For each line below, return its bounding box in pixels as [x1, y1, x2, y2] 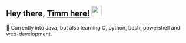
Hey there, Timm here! [6, 9, 90, 19]
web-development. [6, 30, 52, 37]
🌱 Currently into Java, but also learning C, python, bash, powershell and [6, 24, 181, 31]
